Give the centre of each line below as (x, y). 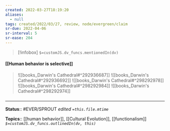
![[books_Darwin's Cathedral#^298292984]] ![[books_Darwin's (83, 86)
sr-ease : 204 (19, 38)
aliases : (14, 15)
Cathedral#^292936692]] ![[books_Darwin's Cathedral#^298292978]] (91, 81)
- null (17, 19)
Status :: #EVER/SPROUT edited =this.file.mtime (57, 109)
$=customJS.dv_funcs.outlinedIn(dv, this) (51, 124)
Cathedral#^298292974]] (44, 91)
